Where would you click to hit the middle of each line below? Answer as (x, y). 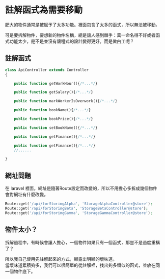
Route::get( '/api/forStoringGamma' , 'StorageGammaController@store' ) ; (79, 213)
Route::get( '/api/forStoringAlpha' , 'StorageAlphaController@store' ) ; (79, 204)
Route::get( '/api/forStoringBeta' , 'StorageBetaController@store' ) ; (77, 208)
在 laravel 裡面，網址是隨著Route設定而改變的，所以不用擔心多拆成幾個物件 (81, 188)
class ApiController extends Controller (47, 70)
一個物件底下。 (20, 271)
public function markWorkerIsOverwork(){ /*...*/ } (66, 101)
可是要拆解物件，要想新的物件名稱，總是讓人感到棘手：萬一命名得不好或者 (80, 35)
